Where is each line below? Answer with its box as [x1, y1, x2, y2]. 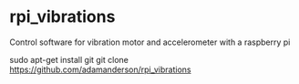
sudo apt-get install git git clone [9, 54, 129, 65]
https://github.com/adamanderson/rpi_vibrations [9, 64, 191, 75]
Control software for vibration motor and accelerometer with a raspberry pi [9, 37, 291, 47]
